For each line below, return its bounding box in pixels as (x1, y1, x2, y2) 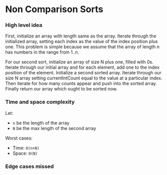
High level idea (5, 22, 43, 29)
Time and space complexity (5, 99, 75, 106)
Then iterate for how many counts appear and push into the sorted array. (5, 80, 157, 86)
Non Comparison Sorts (5, 4, 104, 15)
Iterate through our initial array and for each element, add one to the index (5, 64, 160, 70)
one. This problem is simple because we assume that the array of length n (5, 44, 160, 50)
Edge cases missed (5, 163, 54, 170)
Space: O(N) (12, 150, 38, 156)
